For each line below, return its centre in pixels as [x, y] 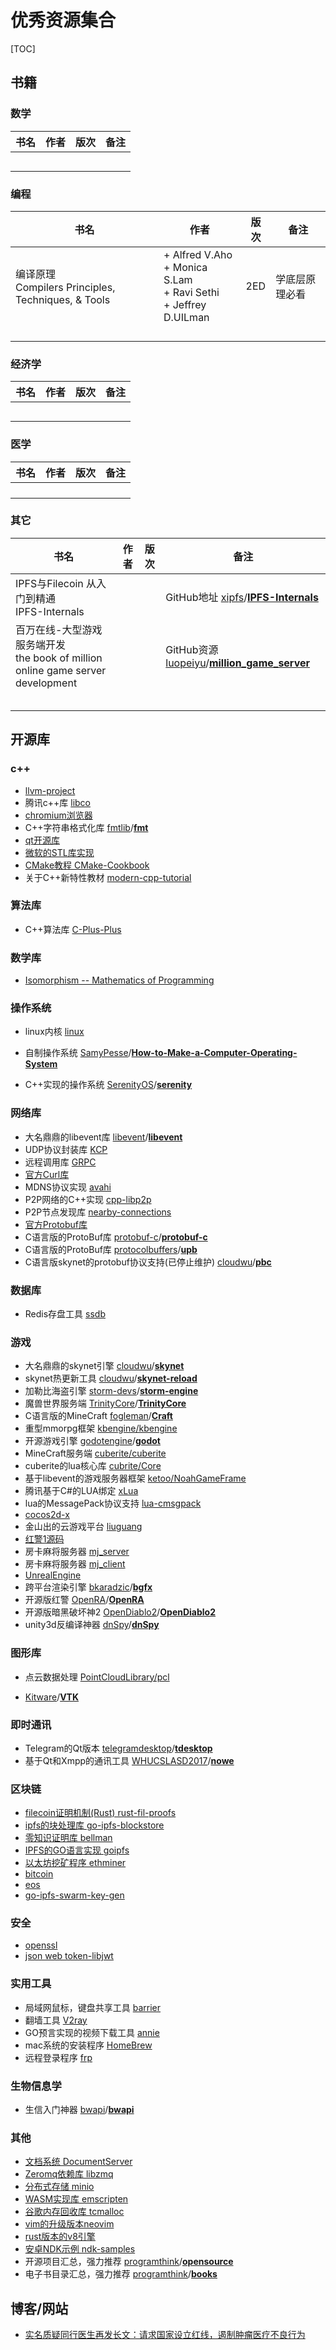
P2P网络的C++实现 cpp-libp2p [88, 1199]
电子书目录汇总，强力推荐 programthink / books [121, 2274]
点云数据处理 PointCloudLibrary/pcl [97, 1677]
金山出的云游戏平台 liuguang [83, 1527]
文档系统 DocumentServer [78, 2162]
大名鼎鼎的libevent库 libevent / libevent [103, 1137]
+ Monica [185, 267]
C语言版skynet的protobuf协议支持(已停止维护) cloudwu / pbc [148, 1262]
